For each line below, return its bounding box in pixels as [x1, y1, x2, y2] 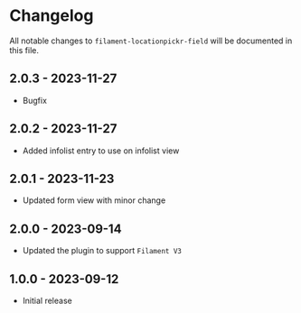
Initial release [22, 295, 72, 306]
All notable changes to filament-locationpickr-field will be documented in [9, 35, 293, 46]
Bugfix [22, 95, 48, 106]
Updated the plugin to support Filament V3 [22, 245, 183, 256]
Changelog [9, 5, 94, 26]
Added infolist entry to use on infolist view [22, 145, 180, 156]
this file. [9, 44, 39, 55]
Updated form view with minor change [22, 195, 166, 206]
